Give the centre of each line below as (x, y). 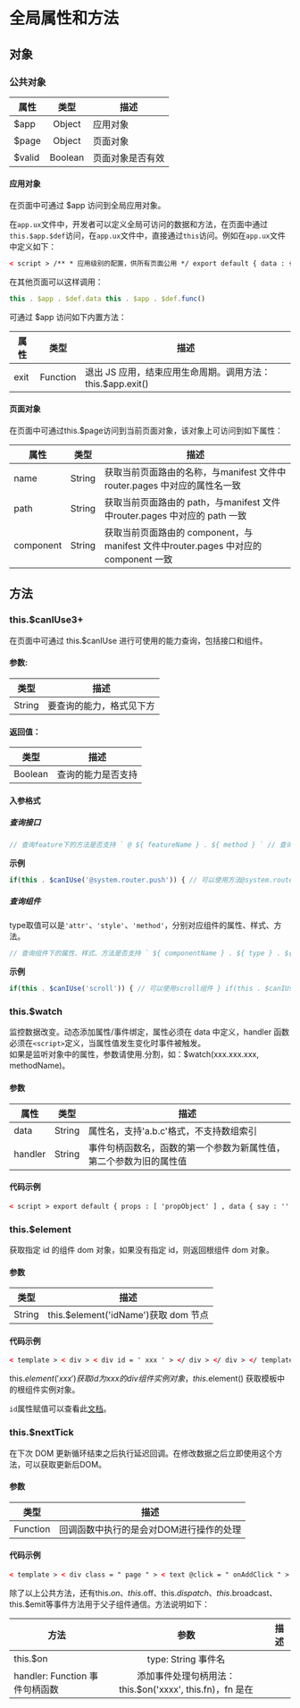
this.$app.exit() (117, 384)
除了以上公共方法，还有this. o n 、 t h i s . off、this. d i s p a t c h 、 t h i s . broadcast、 (143, 1593)
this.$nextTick (42, 1433)
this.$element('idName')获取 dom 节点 (128, 1315)
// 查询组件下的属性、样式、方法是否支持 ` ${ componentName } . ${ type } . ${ (151, 953)
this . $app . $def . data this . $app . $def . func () (108, 299)
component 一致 (138, 560)
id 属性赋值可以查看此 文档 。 (60, 1408)
